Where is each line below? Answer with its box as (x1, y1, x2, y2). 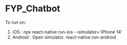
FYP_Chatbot (5, 3, 61, 14)
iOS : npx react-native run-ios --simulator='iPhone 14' (12, 29, 123, 35)
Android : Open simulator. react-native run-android (12, 34, 117, 40)
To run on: (5, 19, 26, 25)
